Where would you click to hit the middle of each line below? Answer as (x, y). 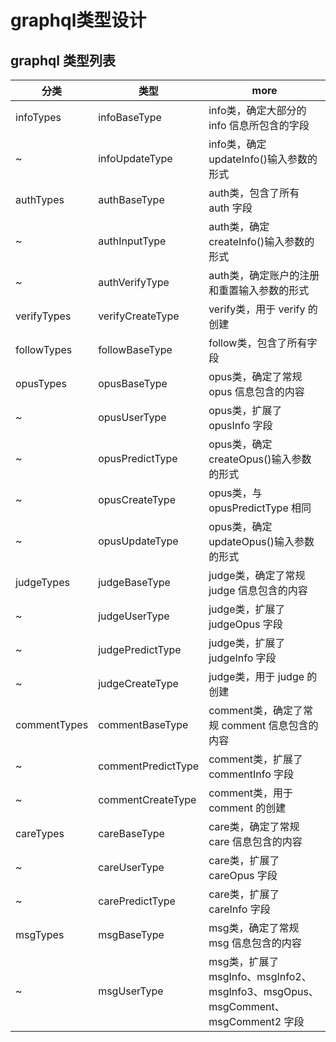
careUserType (131, 867)
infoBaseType (130, 117)
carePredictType (137, 901)
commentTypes (52, 724)
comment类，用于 (250, 793)
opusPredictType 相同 (260, 508)
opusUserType (132, 417)
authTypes (40, 199)
